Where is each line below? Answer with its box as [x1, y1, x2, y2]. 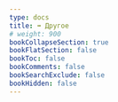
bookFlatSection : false [9, 46, 98, 55]
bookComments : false [9, 63, 86, 72]
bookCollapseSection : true [9, 37, 109, 47]
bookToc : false [9, 54, 66, 63]
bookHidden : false [9, 79, 77, 88]
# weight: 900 [9, 29, 62, 38]
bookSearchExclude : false [9, 71, 105, 80]
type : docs [9, 12, 50, 22]
